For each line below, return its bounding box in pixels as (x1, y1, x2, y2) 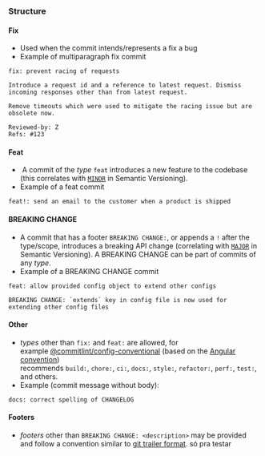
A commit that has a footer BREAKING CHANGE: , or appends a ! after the (19, 232, 250, 242)
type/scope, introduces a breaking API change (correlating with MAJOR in (19, 240, 258, 250)
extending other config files (8, 303, 110, 311)
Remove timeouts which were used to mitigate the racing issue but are (8, 103, 252, 111)
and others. (19, 371, 58, 381)
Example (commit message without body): (19, 380, 160, 389)
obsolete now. (8, 110, 56, 118)
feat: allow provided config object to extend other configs (8, 282, 217, 290)
